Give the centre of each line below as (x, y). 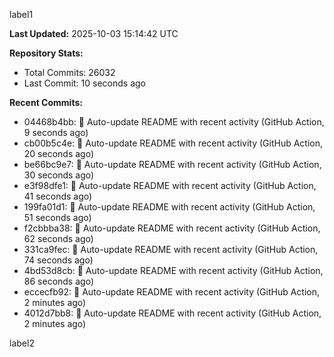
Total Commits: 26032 (69, 72)
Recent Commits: (46, 102)
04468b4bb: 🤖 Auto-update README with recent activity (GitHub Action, (174, 122)
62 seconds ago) (58, 238)
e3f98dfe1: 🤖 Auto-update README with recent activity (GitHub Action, (170, 185)
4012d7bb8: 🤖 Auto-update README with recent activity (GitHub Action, (172, 313)
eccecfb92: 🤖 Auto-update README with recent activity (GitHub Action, (171, 292)
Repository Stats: (46, 53)
